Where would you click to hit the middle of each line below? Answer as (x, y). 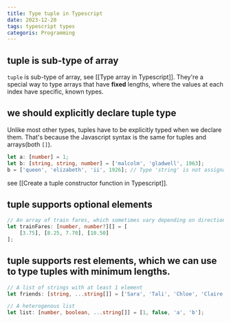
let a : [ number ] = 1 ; (38, 157)
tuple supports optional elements (80, 204)
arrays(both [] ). (30, 144)
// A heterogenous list (41, 307)
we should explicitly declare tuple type (92, 113)
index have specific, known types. (55, 92)
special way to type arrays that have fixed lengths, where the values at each (115, 85)
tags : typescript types (41, 26)
